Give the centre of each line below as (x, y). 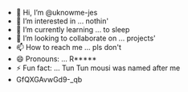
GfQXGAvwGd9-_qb (49, 79)
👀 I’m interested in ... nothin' (62, 21)
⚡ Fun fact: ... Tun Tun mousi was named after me (98, 68)
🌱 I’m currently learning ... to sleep (73, 29)
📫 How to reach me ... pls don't (69, 47)
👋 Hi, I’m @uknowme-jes (57, 13)
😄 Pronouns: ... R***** (56, 59)
